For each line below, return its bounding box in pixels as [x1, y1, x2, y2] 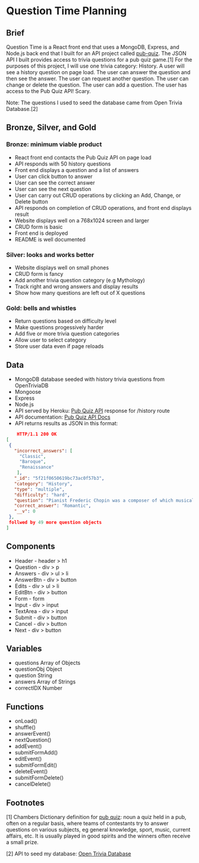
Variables [6, 644, 43, 654]
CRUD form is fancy [14, 270, 63, 277]
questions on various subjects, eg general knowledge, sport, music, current [6, 826, 191, 833]
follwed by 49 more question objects [8, 520, 102, 526]
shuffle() [14, 724, 36, 731]
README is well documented [14, 235, 86, 243]
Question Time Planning [6, 4, 127, 18]
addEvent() [14, 743, 43, 750]
